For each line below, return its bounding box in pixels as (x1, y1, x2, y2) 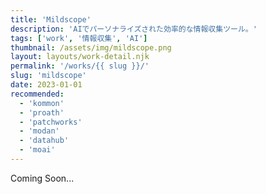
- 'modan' (19, 126, 60, 136)
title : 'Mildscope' (10, 14, 92, 25)
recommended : (10, 89, 65, 99)
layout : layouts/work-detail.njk (10, 52, 150, 62)
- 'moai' (19, 145, 56, 155)
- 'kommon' (19, 98, 65, 108)
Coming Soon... (10, 172, 75, 184)
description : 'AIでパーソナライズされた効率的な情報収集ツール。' (10, 24, 258, 34)
